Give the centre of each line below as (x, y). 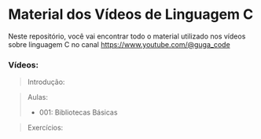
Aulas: (38, 97)
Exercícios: (45, 128)
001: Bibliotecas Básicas (78, 112)
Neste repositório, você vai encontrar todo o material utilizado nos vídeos (127, 36)
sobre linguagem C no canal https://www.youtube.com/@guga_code (119, 44)
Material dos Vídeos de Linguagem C (131, 15)
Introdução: (46, 82)
